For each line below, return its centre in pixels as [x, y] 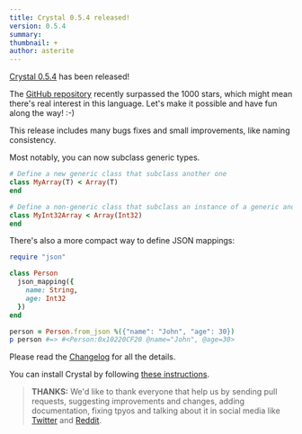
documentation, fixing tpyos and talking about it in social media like [155, 411]
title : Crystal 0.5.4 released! [70, 18]
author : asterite [42, 51]
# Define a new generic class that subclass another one [118, 174]
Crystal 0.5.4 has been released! [70, 76]
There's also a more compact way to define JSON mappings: [122, 241]
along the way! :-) [42, 113]
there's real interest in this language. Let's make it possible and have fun [143, 103]
